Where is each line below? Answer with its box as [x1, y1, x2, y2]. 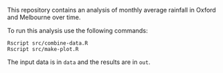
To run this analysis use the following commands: [7, 27, 148, 34]
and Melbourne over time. [7, 13, 81, 21]
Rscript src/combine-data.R [7, 40, 89, 47]
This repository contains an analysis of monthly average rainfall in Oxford [7, 6, 216, 14]
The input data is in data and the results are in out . [7, 58, 151, 66]
